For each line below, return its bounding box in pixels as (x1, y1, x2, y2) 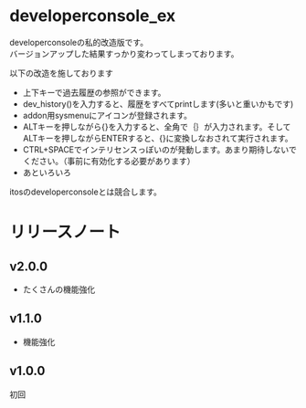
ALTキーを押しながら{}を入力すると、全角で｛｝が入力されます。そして (22, 120, 291, 132)
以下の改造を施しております (9, 68, 114, 78)
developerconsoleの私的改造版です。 (9, 37, 149, 47)
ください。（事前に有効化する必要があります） (22, 155, 195, 166)
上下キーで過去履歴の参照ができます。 (22, 87, 166, 98)
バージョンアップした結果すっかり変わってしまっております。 (9, 47, 239, 59)
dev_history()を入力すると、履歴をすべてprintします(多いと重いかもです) (22, 98, 294, 110)
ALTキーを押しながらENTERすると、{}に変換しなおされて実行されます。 (22, 132, 294, 143)
